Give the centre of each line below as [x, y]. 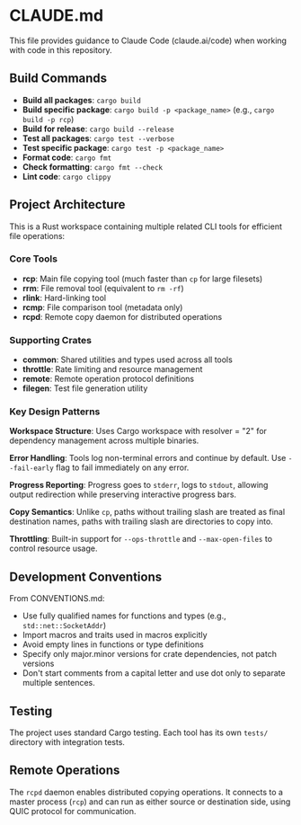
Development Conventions [86, 577]
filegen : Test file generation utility [85, 388]
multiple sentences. [59, 683]
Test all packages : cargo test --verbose [98, 138]
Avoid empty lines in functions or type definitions [113, 644]
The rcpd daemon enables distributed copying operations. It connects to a [146, 792]
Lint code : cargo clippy [66, 176]
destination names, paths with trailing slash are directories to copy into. [142, 521]
